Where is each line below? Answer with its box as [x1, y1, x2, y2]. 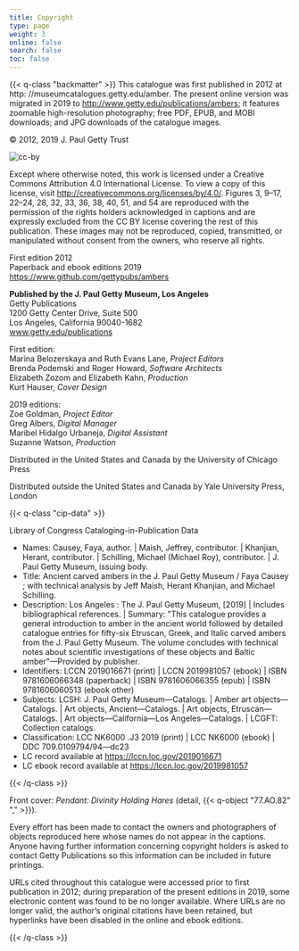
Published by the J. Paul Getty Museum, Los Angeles [9, 289, 210, 299]
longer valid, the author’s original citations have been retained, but [9, 906, 253, 915]
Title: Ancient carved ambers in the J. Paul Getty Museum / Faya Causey [21, 571, 289, 581]
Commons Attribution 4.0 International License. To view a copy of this [9, 178, 266, 188]
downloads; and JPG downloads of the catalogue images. [9, 117, 221, 128]
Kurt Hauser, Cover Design [9, 382, 107, 393]
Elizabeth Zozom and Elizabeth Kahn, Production [9, 372, 189, 383]
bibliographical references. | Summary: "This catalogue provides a [21, 608, 267, 619]
